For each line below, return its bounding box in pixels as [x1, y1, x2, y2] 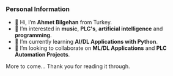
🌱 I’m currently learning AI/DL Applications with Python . [14, 38, 158, 46]
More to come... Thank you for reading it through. [6, 63, 130, 70]
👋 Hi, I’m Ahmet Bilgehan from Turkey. [14, 19, 112, 26]
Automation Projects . [14, 51, 70, 58]
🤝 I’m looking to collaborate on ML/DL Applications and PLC [14, 44, 167, 52]
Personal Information [6, 5, 70, 13]
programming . [14, 32, 53, 39]
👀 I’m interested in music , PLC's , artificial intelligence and [14, 25, 163, 32]
